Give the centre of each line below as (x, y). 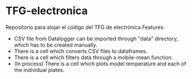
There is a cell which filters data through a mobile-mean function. (93, 57)
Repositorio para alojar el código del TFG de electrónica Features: (85, 27)
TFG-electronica (47, 11)
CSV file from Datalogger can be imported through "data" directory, (96, 38)
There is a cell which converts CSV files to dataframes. (81, 51)
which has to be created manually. (56, 45)
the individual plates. (39, 70)
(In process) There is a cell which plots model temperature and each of (100, 64)
